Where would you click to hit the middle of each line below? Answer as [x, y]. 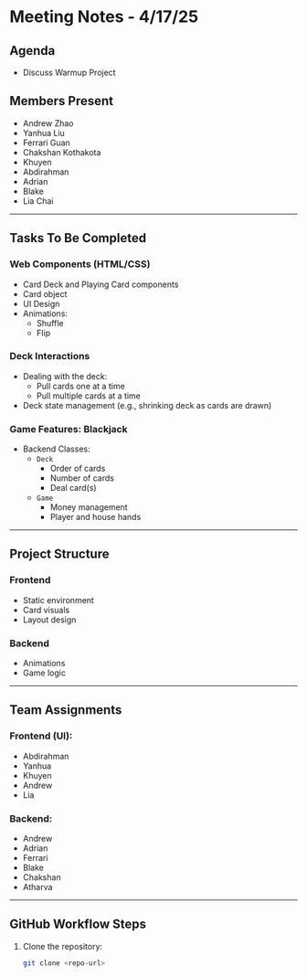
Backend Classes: [56, 449]
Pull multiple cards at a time [89, 396]
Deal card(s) [74, 488]
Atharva [37, 887]
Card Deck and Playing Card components [101, 284]
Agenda [32, 51]
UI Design [41, 303]
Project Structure [59, 554]
